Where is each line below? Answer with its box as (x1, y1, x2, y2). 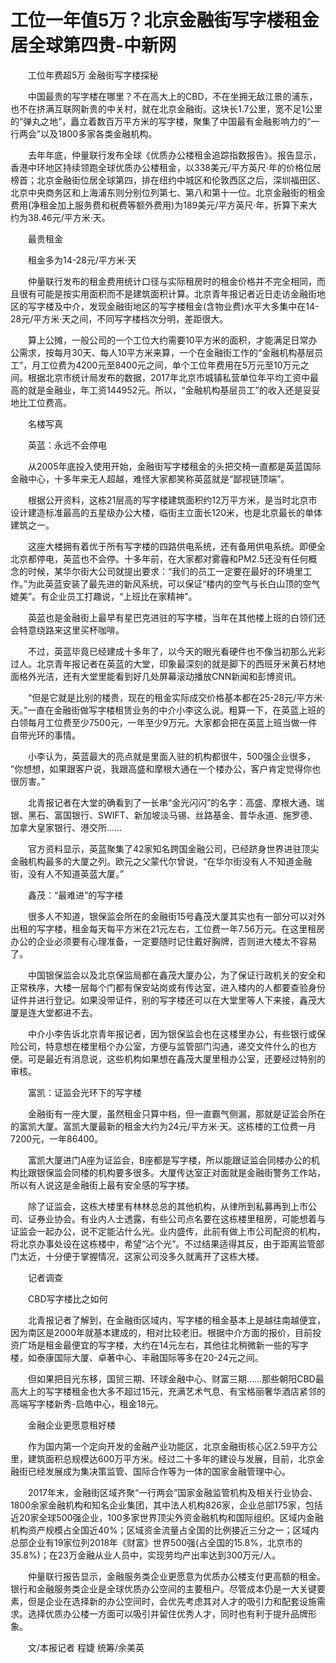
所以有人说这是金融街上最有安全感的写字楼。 (10, 1179, 195, 1191)
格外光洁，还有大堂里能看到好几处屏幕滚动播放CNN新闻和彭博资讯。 (18, 670, 302, 682)
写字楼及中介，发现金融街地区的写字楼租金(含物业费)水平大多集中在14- (27, 300, 320, 312)
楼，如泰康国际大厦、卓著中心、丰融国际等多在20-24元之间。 (10, 1351, 264, 1363)
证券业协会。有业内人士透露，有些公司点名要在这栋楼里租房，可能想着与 (27, 1212, 326, 1225)
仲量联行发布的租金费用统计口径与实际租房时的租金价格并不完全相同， (27, 275, 317, 287)
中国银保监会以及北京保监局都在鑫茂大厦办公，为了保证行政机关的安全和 (27, 969, 326, 981)
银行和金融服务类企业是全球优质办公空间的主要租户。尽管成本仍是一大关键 (10, 1582, 317, 1595)
